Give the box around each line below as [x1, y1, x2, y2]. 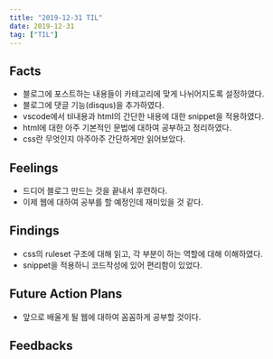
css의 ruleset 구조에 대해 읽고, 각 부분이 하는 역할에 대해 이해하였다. [22, 248, 264, 259]
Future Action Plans [9, 286, 123, 302]
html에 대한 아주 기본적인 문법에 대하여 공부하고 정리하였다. [22, 123, 232, 133]
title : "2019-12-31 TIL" [9, 13, 103, 23]
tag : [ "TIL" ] [9, 30, 59, 39]
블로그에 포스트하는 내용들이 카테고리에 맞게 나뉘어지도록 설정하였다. [22, 88, 265, 99]
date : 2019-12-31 [9, 22, 75, 31]
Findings [9, 223, 61, 239]
